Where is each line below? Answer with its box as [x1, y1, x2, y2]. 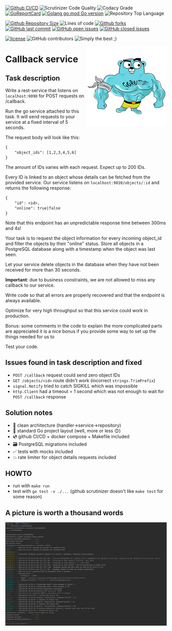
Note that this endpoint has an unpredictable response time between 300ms [5, 220, 166, 226]
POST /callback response [12, 394, 67, 400]
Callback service [5, 54, 78, 65]
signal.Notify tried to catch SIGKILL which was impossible [12, 383, 138, 389]
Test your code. [5, 343, 38, 350]
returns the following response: [5, 185, 72, 191]
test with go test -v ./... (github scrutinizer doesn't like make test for [12, 488, 164, 494]
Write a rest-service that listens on [5, 88, 78, 93]
